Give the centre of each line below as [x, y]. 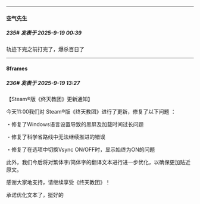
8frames [17, 68]
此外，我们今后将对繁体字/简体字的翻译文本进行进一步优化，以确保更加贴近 [99, 162]
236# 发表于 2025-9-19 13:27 [43, 83]
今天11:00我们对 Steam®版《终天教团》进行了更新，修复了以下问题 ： [91, 112]
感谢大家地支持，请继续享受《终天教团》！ [58, 183]
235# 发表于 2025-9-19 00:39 [44, 33]
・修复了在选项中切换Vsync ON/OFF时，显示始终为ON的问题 [81, 150]
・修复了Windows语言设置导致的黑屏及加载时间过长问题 [75, 124]
